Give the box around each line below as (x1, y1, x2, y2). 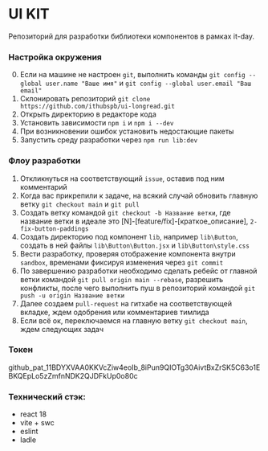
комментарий (19, 182, 67, 191)
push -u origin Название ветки (19, 291, 125, 300)
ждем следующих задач (19, 324, 104, 334)
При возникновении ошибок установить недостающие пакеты (19, 126, 234, 137)
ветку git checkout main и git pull (19, 199, 140, 209)
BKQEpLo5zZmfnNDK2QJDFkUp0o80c (8, 371, 138, 380)
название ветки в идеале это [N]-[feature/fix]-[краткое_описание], (19, 216, 249, 226)
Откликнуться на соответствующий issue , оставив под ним (19, 174, 225, 183)
